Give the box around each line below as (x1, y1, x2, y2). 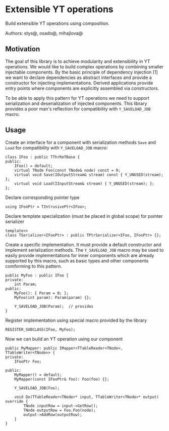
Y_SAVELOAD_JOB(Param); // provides (14, 304, 94, 309)
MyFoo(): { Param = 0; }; (14, 290, 69, 296)
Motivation (5, 45, 40, 54)
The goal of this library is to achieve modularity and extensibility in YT (5, 58, 150, 64)
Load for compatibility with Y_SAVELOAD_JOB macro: (5, 144, 108, 150)
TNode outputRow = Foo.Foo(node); (23, 408, 96, 413)
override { (5, 399, 28, 404)
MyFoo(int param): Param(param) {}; (14, 295, 92, 300)
